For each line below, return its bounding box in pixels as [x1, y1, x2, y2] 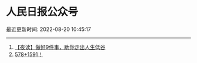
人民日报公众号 [6, 5, 79, 19]
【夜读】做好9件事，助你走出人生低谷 [14, 43, 106, 50]
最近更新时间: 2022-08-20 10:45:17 [6, 26, 91, 33]
